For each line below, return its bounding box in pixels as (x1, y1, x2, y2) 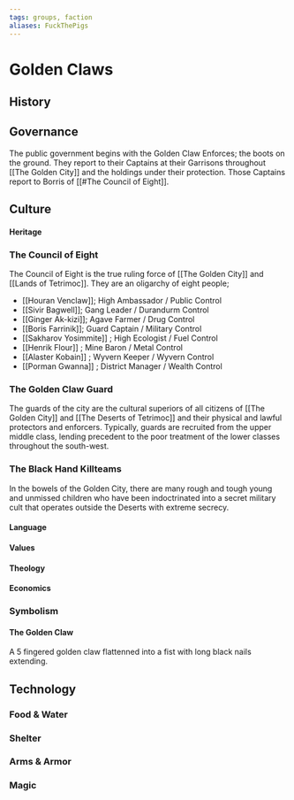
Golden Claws (9, 59, 114, 80)
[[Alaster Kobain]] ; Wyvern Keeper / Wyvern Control (21, 351, 215, 363)
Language (9, 522, 47, 533)
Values (9, 542, 35, 553)
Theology (9, 563, 46, 573)
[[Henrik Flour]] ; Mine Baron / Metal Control (21, 342, 184, 353)
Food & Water (9, 708, 69, 720)
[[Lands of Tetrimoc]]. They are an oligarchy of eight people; (9, 278, 230, 288)
